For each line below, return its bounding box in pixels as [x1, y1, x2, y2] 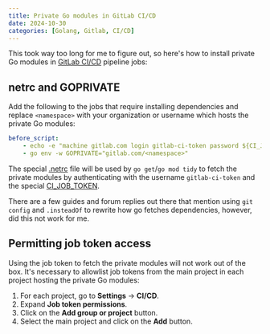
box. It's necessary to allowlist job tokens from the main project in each [8, 267, 244, 276]
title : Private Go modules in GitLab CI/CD [8, 11, 157, 20]
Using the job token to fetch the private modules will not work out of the [8, 258, 247, 267]
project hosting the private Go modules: [8, 275, 140, 285]
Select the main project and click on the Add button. [19, 316, 193, 326]
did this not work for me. [8, 214, 90, 223]
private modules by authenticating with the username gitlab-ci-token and [8, 172, 256, 181]
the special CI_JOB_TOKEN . [8, 181, 100, 190]
